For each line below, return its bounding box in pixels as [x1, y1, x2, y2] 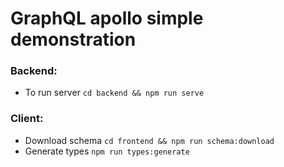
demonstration [10, 28, 137, 51]
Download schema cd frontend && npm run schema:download [24, 134, 275, 146]
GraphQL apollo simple [10, 7, 204, 30]
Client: [10, 112, 44, 126]
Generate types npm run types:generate [24, 145, 190, 157]
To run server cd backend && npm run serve [24, 87, 205, 99]
